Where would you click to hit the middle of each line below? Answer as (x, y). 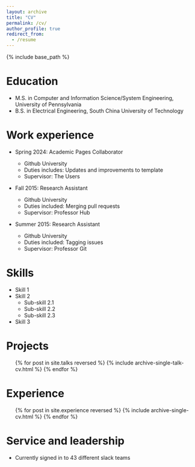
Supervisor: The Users (52, 176)
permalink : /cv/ (26, 23)
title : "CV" (21, 17)
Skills (20, 273)
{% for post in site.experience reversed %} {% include (82, 410)
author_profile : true (33, 29)
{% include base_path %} (38, 57)
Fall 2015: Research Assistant (51, 188)
